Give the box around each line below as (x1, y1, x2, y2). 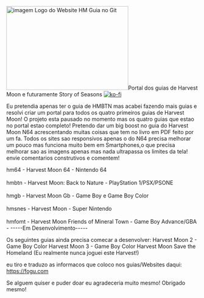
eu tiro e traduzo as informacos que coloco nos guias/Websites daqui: (6, 261, 182, 268)
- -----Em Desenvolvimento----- (6, 224, 88, 232)
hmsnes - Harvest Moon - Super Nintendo (6, 205, 112, 212)
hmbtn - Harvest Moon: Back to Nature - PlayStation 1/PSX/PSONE (6, 179, 174, 186)
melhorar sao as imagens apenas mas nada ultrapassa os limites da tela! (6, 148, 188, 155)
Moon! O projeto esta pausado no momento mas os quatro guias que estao (6, 116, 195, 122)
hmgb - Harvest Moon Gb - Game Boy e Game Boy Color (6, 192, 149, 199)
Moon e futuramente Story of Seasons (6, 91, 102, 98)
